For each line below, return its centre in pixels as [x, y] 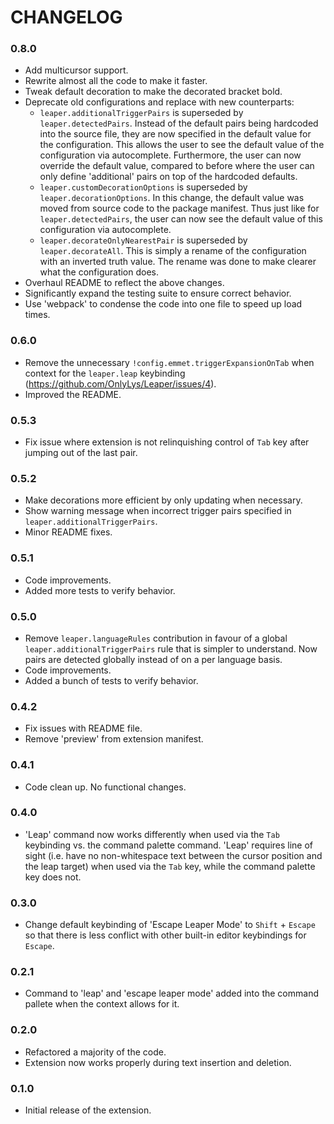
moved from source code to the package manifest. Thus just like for [179, 208]
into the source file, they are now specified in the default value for [175, 134]
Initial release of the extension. [88, 1110]
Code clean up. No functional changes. [105, 787]
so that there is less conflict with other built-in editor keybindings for [165, 935]
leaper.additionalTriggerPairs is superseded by [141, 113]
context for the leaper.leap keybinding [105, 373]
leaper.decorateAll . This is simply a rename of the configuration [173, 251]
